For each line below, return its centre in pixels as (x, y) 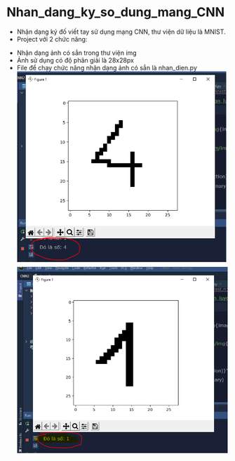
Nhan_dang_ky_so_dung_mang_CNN (116, 12)
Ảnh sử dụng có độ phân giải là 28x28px (75, 60)
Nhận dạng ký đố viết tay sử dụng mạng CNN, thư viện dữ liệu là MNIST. (121, 32)
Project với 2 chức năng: (52, 39)
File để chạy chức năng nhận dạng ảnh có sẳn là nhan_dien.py (107, 67)
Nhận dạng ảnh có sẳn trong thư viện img (77, 53)
